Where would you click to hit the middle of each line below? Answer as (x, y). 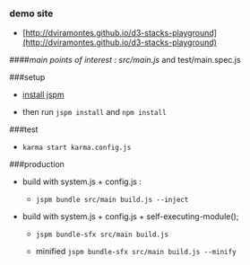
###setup (27, 77)
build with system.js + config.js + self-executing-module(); (130, 216)
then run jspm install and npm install (95, 112)
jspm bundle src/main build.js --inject (112, 200)
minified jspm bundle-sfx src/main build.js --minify (136, 252)
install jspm (43, 95)
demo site (31, 13)
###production (37, 164)
